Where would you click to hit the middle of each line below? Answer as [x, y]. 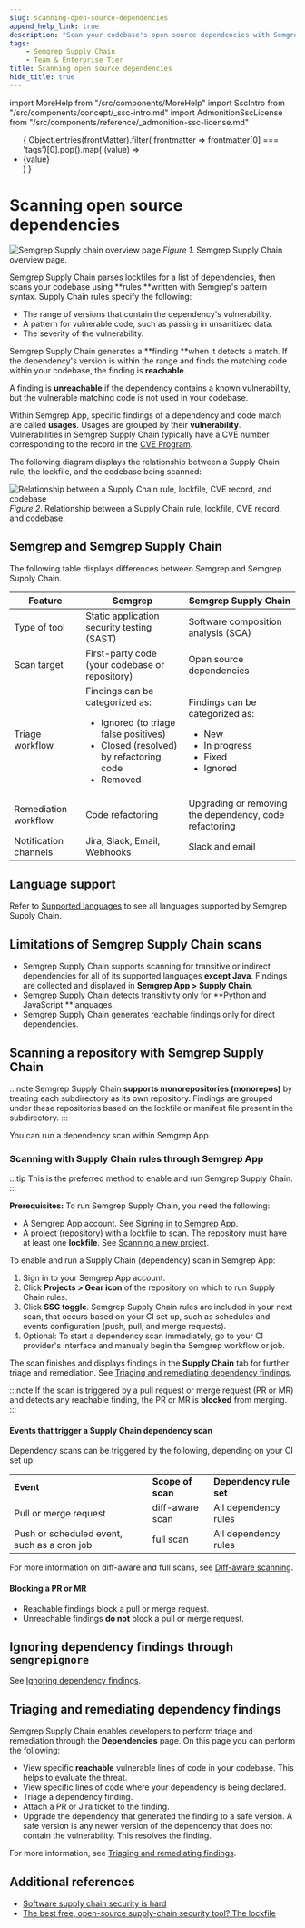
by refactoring [131, 757]
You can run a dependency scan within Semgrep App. [110, 1135]
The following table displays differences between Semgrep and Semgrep [146, 568]
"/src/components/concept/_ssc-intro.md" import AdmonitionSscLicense [146, 112]
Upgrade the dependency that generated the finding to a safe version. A [157, 1816]
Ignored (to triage [138, 722]
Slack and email [222, 846]
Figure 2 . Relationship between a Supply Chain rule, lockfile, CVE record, [146, 508]
